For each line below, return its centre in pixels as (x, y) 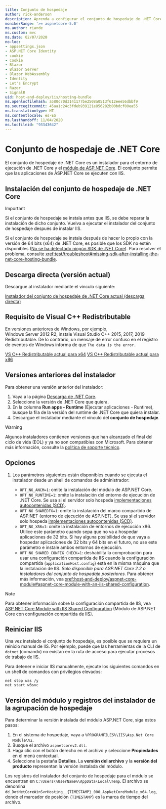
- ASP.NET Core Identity (31, 51)
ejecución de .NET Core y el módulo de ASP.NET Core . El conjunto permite (81, 168)
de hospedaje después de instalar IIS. (43, 228)
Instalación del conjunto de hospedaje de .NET (78, 189)
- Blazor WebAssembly (27, 74)
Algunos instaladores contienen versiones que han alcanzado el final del (79, 437)
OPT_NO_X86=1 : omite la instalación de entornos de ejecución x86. (85, 526)
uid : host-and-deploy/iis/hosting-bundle (48, 97)
